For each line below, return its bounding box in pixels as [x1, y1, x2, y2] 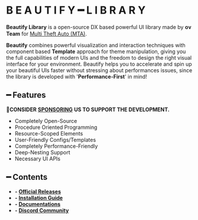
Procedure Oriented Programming [14, 124, 98, 131]
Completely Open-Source [14, 117, 77, 124]
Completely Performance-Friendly [14, 143, 98, 150]
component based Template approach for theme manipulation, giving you [6, 48, 186, 55]
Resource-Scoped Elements [14, 130, 83, 137]
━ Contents [6, 172, 48, 182]
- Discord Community [14, 206, 69, 213]
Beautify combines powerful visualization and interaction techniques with [6, 41, 186, 48]
